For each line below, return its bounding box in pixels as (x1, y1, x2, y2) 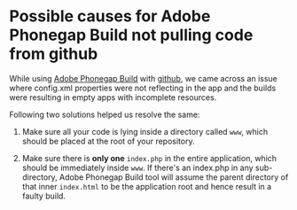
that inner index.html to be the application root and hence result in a (21, 181, 272, 191)
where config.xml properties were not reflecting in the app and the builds (9, 82, 277, 93)
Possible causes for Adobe (9, 6, 211, 27)
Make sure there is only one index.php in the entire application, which (21, 152, 277, 163)
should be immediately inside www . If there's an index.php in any (21, 162, 254, 173)
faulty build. (21, 191, 66, 201)
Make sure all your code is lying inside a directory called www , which (21, 126, 269, 136)
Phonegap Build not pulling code (9, 25, 254, 45)
